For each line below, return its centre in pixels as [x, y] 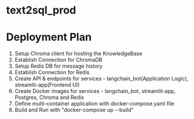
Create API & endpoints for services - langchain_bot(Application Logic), [101, 79]
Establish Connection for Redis [52, 72]
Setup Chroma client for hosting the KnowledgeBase [78, 54]
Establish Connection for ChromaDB [58, 60]
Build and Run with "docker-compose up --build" [74, 110]
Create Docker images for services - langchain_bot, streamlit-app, [95, 91]
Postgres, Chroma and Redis [49, 97]
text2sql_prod [41, 10]
